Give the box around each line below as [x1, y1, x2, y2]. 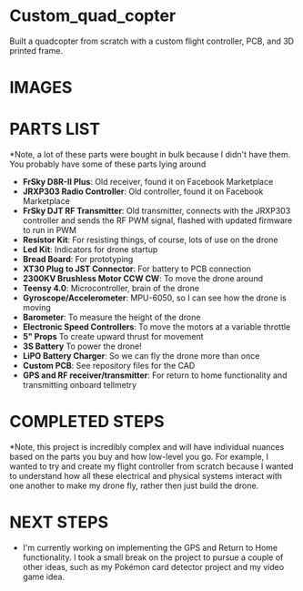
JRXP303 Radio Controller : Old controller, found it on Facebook [22, 186, 264, 197]
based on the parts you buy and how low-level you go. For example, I [9, 452, 269, 462]
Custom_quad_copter [9, 5, 177, 26]
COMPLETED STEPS [9, 412, 166, 433]
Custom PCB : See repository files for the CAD [22, 361, 196, 372]
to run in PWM [22, 225, 77, 236]
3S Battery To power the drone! [22, 341, 143, 352]
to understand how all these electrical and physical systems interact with [9, 471, 283, 481]
